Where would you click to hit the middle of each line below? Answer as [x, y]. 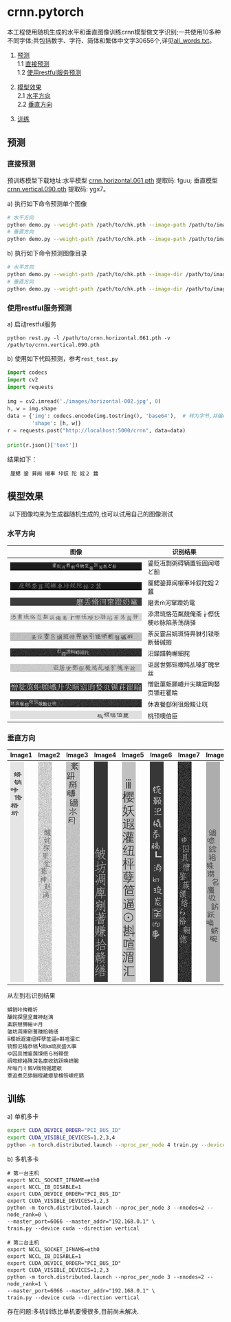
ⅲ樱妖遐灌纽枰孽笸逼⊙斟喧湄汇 [44, 1039]
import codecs [27, 373]
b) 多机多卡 [23, 1159]
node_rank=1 [24, 1284]
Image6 [161, 755]
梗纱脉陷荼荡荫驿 [172, 622]
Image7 [189, 755]
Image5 [133, 755]
